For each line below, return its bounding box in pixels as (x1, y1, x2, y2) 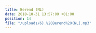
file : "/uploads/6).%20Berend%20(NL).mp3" (5, 20, 92, 26)
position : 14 (5, 16, 31, 21)
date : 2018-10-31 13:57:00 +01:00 (5, 12, 75, 16)
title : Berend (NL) (5, 7, 44, 12)
